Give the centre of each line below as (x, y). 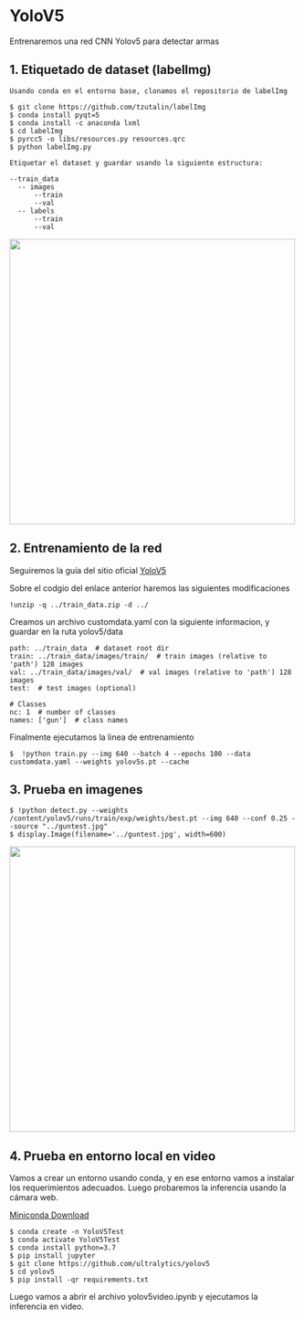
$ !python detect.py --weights (69, 811)
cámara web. (34, 1198)
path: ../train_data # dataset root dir (89, 648)
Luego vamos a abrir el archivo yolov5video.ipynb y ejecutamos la (134, 1297)
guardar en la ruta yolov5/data (66, 631)
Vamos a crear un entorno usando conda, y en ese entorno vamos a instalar (152, 1178)
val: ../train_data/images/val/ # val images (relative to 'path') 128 (151, 672)
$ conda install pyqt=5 (55, 115)
